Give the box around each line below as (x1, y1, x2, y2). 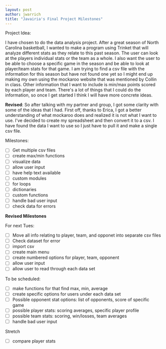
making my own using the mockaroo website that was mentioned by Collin (5, 76, 157, 82)
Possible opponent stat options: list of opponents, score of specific (12, 297, 150, 302)
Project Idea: (5, 30, 31, 36)
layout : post (5, 7, 32, 12)
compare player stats (12, 338, 56, 344)
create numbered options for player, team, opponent (12, 254, 119, 260)
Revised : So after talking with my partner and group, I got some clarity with (5, 102, 159, 108)
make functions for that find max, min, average (12, 285, 108, 291)
